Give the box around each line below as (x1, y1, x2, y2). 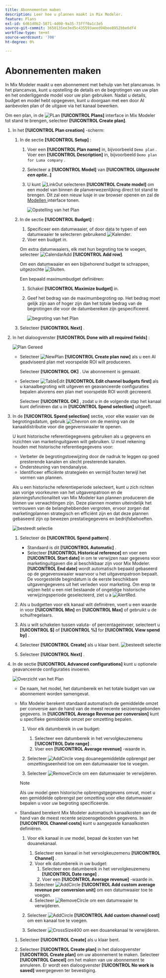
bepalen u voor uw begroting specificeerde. (19, 800, 110, 806)
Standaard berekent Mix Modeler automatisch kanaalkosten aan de (19, 809, 157, 815)
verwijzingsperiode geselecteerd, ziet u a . (27, 592, 137, 598)
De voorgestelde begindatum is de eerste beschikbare (27, 576, 138, 582)
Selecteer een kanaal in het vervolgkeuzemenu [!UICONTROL (34, 850, 161, 856)
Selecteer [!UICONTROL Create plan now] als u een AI (19, 353, 156, 359)
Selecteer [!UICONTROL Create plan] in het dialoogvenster (19, 946, 141, 952)
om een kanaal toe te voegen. (27, 918, 88, 923)
